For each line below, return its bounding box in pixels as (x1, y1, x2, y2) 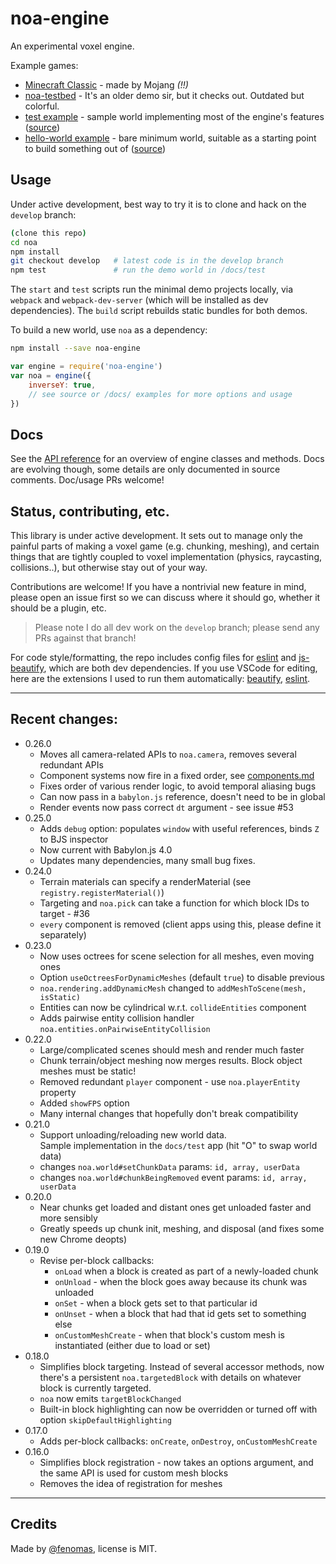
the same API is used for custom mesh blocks (39, 1467, 229, 1479)
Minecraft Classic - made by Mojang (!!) (24, 78, 189, 91)
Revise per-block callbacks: (39, 1254, 155, 1266)
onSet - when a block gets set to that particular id (54, 1297, 258, 1309)
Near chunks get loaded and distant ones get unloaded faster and (39, 1201, 312, 1213)
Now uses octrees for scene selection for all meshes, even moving (39, 950, 315, 962)
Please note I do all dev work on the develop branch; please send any (34, 622, 320, 633)
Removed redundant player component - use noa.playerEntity (39, 1075, 301, 1087)
